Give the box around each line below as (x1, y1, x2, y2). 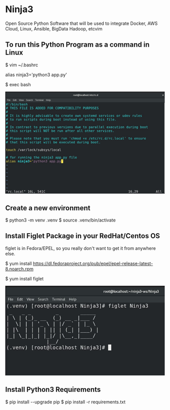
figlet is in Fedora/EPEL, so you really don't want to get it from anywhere (5, 245, 156, 251)
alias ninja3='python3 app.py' (5, 71, 67, 78)
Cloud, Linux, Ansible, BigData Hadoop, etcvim (5, 25, 103, 31)
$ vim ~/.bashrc (5, 62, 38, 68)
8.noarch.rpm (5, 266, 34, 272)
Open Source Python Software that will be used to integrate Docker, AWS (5, 20, 158, 26)
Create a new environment (5, 204, 91, 212)
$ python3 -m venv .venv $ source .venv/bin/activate (5, 217, 116, 223)
